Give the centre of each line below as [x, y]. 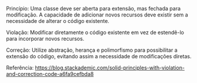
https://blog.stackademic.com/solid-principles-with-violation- [110, 68]
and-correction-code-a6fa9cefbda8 [50, 74]
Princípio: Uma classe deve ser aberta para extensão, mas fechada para [94, 9]
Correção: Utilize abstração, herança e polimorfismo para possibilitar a [92, 50]
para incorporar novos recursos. [45, 39]
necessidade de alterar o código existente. [58, 21]
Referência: [20, 68]
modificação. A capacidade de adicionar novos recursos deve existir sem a [97, 15]
